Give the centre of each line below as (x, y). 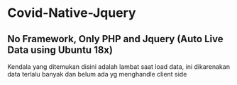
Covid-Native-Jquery (72, 13)
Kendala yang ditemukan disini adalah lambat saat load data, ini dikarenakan (119, 67)
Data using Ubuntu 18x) (60, 50)
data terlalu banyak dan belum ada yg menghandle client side (97, 74)
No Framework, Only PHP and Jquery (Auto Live (115, 39)
